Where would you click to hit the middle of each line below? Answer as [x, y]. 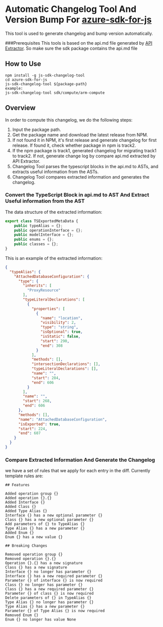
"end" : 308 [52, 346]
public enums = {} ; [34, 240]
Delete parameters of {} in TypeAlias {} [48, 598]
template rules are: [24, 476]
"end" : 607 [29, 433]
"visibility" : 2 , [58, 323]
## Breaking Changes [26, 546]
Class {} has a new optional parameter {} [49, 520]
